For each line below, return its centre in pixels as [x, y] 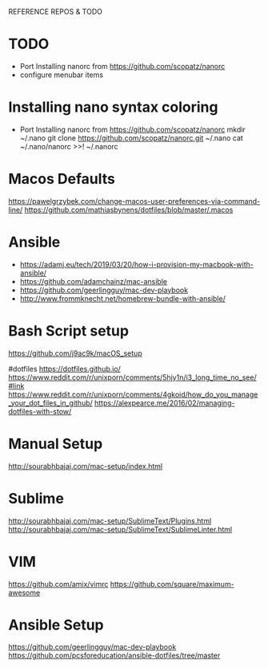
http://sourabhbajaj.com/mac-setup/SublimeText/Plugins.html [110, 520]
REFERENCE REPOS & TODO [55, 12]
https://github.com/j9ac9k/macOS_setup [75, 353]
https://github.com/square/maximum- [172, 584]
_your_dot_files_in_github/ [51, 403]
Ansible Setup [56, 625]
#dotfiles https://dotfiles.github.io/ [65, 369]
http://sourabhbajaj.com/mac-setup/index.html [85, 466]
